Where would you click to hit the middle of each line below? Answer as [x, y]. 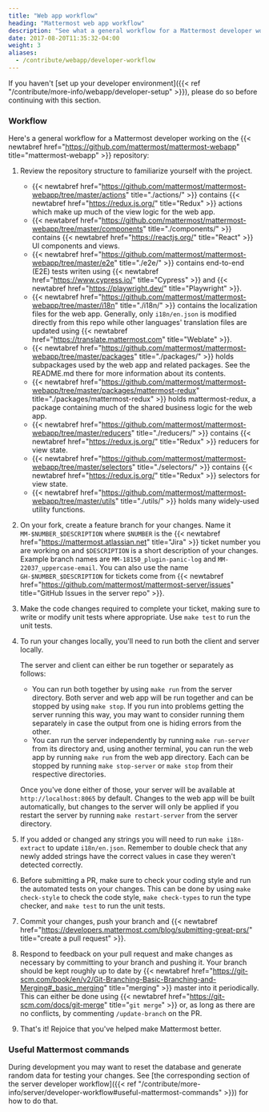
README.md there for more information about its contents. [129, 374]
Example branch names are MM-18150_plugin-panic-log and [118, 559]
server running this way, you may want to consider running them [138, 715]
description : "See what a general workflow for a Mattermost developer [130, 30]
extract [32, 849]
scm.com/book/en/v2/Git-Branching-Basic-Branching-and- [118, 980]
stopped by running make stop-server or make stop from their [132, 766]
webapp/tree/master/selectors [82, 467]
